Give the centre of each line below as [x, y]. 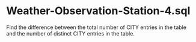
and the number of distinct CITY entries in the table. [71, 33]
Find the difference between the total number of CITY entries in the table [96, 27]
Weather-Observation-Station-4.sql [98, 11]
